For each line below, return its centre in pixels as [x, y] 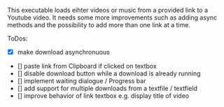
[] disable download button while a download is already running [109, 73]
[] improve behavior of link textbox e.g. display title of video [103, 96]
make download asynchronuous [63, 52]
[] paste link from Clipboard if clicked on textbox [87, 66]
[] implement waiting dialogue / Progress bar [82, 81]
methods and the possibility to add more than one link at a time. [99, 25]
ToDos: [17, 38]
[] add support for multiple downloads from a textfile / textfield [107, 88]
